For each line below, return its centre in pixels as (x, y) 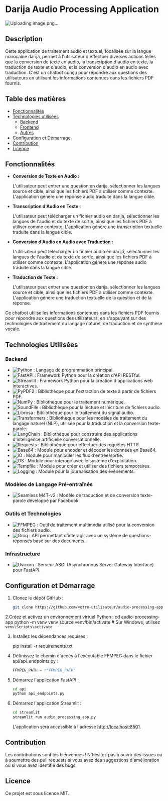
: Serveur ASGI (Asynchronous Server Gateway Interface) (94, 564)
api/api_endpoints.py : (35, 661)
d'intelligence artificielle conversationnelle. (57, 439)
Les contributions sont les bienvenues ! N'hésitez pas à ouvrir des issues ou (84, 754)
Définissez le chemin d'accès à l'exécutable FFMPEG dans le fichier (82, 656)
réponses (22, 541)
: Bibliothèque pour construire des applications (89, 434)
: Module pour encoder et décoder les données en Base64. (96, 450)
